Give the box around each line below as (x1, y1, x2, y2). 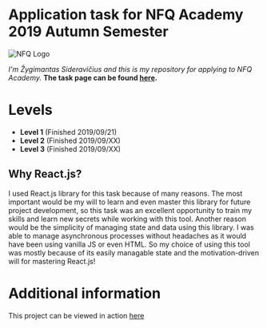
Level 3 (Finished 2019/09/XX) (19, 144, 122, 153)
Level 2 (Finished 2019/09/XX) (19, 136, 122, 145)
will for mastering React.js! (8, 256, 96, 266)
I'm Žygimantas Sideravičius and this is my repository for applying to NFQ (8, 64, 253, 73)
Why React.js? (8, 168, 82, 181)
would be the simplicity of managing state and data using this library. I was (8, 222, 254, 232)
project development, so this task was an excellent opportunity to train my (8, 205, 253, 215)
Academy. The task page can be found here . (8, 73, 157, 82)
